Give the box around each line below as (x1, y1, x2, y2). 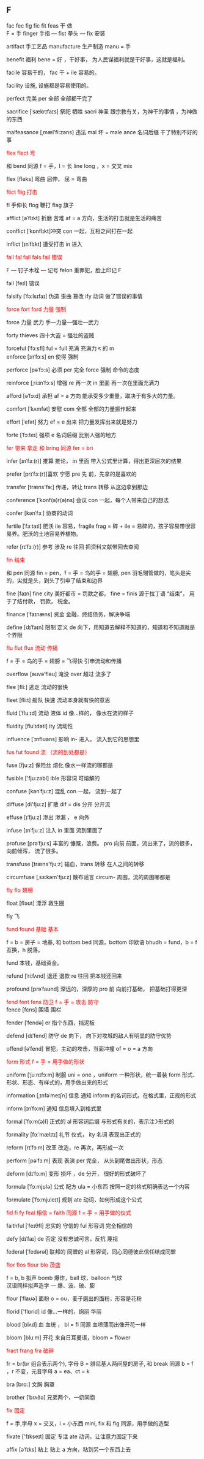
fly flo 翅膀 (6, 886, 34, 894)
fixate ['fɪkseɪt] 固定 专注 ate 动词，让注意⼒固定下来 (6, 1433, 138, 1440)
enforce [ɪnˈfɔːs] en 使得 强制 (6, 352, 79, 360)
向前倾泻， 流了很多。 (6, 847, 62, 855)
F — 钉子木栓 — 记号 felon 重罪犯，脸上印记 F (6, 266, 122, 273)
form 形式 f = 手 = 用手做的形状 (6, 1057, 85, 1065)
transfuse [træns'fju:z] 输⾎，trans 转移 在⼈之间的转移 (6, 860, 145, 867)
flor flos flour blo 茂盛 (6, 1261, 61, 1268)
